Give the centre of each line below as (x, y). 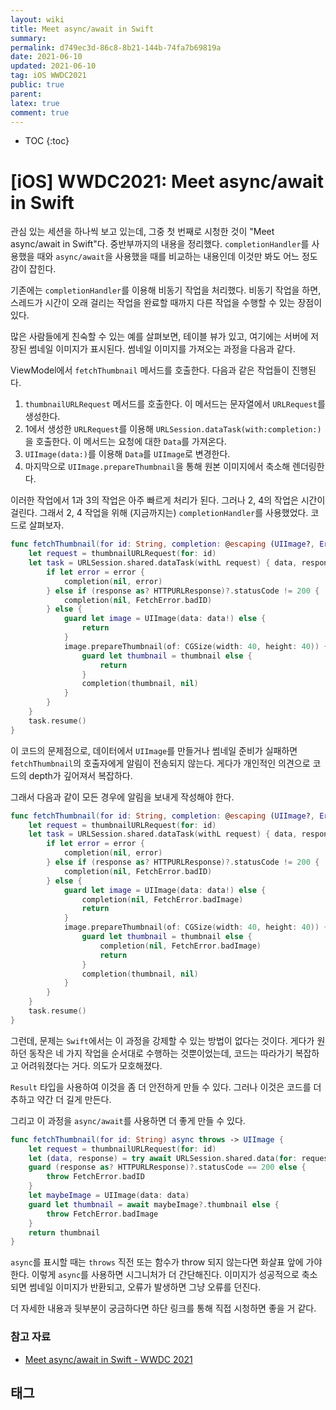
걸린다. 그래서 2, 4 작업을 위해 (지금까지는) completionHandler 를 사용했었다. (159, 513)
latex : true (35, 103)
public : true (37, 85)
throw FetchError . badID (95, 1177)
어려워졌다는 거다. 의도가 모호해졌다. (91, 1065)
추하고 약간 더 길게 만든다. (61, 1099)
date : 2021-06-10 (46, 57)
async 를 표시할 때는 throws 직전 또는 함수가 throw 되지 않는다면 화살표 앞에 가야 (166, 1262)
